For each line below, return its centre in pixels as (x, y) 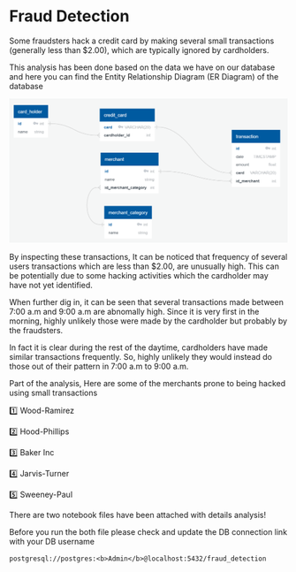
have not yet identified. (51, 286)
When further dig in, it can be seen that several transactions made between (147, 302)
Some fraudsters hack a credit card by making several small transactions (142, 41)
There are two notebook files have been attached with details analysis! (138, 515)
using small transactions (53, 393)
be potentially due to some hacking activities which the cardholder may (139, 276)
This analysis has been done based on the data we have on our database (142, 67)
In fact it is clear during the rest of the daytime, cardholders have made (138, 347)
